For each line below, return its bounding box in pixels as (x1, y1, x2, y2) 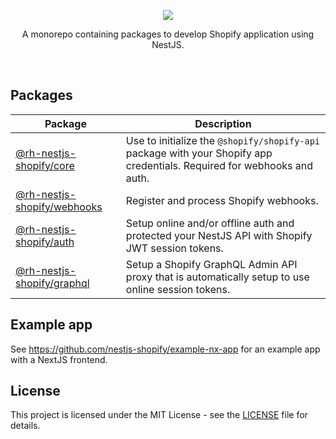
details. (10, 420, 41, 432)
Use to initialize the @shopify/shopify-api (125, 133, 321, 147)
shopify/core (15, 158, 75, 172)
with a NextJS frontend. (10, 353, 108, 365)
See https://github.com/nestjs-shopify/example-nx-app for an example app (10, 343, 321, 355)
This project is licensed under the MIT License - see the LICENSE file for (10, 409, 308, 421)
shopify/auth (15, 235, 75, 249)
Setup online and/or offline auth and (125, 216, 295, 230)
